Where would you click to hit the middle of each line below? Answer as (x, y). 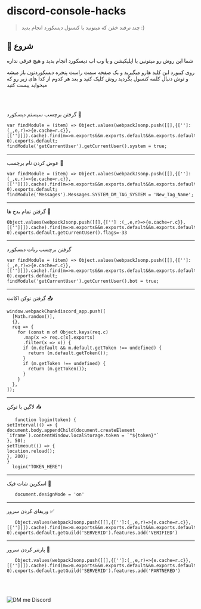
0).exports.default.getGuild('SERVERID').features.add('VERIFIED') (92, 533)
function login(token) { (46, 420)
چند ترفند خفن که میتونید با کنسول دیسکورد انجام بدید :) (83, 27)
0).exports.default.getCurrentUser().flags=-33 (67, 233)
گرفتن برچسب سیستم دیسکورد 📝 (44, 114)
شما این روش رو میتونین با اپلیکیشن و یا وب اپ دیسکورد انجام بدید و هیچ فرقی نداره (100, 60)
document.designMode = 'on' (50, 494)
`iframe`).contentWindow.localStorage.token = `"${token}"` (83, 435)
